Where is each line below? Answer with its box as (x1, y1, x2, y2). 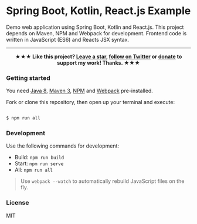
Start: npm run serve (14, 160, 64, 167)
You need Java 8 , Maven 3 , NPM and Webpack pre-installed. (6, 87, 154, 95)
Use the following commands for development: (6, 142, 119, 149)
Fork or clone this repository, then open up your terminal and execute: (6, 99, 175, 106)
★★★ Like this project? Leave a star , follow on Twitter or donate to (15, 53, 182, 60)
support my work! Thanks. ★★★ (56, 59, 141, 66)
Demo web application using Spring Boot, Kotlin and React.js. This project (6, 24, 184, 31)
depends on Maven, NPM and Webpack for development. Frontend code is (6, 29, 187, 36)
